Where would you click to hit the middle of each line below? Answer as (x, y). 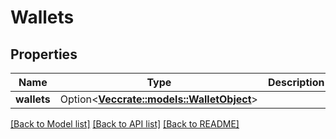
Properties (44, 54)
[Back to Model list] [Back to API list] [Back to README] (125, 124)
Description (296, 82)
